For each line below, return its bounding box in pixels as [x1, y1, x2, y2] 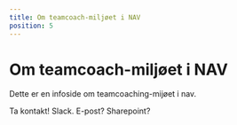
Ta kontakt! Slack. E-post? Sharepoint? [9, 105, 151, 116]
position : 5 [9, 21, 53, 30]
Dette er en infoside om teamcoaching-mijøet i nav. [9, 89, 197, 99]
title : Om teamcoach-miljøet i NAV [9, 12, 141, 22]
